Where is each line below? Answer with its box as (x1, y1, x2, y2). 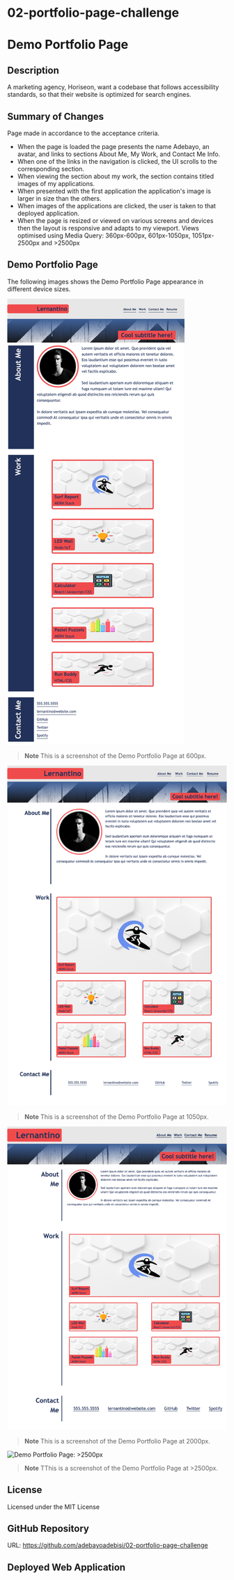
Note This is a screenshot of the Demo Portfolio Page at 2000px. (24, 1436, 210, 1445)
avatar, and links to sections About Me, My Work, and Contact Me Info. (17, 150, 221, 158)
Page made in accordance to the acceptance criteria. (7, 129, 160, 137)
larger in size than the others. (17, 194, 102, 203)
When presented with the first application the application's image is (17, 187, 211, 195)
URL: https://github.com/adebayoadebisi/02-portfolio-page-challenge (7, 1541, 208, 1549)
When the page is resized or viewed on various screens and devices (17, 217, 214, 224)
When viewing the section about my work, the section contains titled (17, 172, 214, 180)
